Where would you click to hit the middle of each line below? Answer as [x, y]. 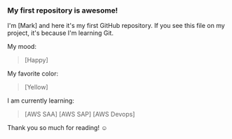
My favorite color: [33, 74]
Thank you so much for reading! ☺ [57, 128]
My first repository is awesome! [63, 10]
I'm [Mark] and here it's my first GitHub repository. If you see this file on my [116, 26]
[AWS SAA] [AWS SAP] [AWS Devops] [80, 115]
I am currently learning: [41, 101]
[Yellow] [36, 87]
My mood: [22, 47]
